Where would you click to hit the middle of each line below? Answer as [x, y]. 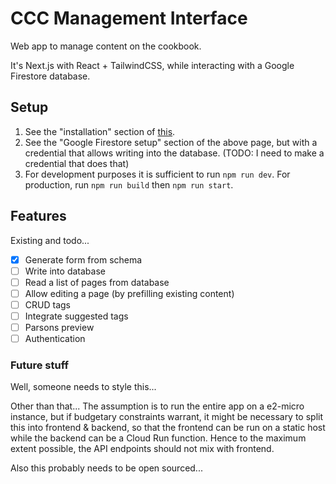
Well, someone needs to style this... [83, 387]
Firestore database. [50, 76]
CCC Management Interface [129, 18]
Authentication [55, 338]
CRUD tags [47, 304]
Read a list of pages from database [97, 282]
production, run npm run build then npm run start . [129, 184]
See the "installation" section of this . [100, 131]
